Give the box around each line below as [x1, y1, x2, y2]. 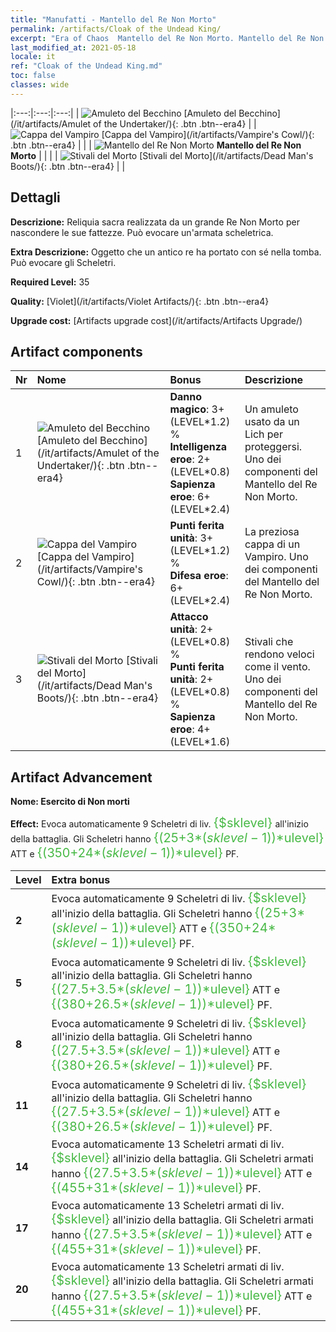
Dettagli [10, 189, 61, 206]
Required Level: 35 [10, 276, 90, 288]
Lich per [244, 427, 283, 441]
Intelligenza [169, 440, 228, 454]
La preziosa [244, 525, 300, 539]
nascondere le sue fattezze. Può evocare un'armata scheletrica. [10, 226, 274, 238]
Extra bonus [51, 873, 111, 887]
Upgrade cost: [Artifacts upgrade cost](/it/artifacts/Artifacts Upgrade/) [10, 314, 303, 326]
